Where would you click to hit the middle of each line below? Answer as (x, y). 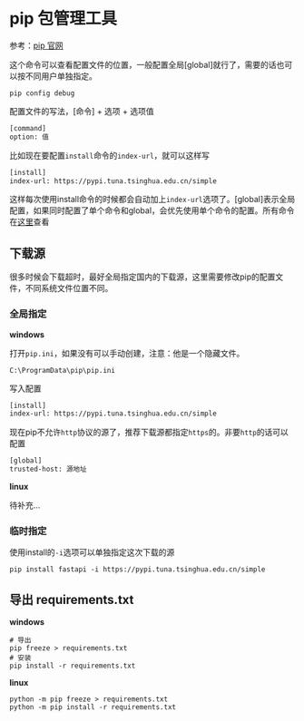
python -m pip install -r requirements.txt (93, 707)
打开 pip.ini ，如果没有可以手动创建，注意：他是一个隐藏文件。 (127, 353)
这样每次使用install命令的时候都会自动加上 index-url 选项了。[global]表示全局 (152, 200)
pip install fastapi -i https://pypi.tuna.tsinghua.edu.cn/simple (137, 570)
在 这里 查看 (29, 222)
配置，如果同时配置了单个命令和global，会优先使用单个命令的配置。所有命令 (152, 210)
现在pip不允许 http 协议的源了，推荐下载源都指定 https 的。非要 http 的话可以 (149, 433)
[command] (28, 128)
